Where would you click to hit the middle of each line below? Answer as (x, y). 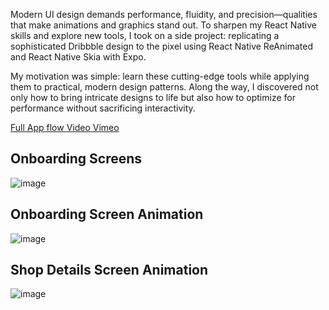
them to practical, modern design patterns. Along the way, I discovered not (164, 87)
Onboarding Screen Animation (107, 214)
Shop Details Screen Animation (109, 270)
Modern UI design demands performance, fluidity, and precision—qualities (164, 14)
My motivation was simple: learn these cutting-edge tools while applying (160, 76)
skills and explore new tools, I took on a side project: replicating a (145, 35)
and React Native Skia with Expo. (78, 57)
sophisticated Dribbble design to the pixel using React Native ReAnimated (161, 46)
